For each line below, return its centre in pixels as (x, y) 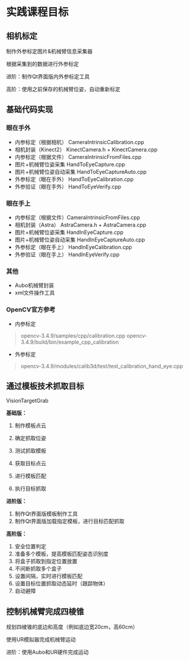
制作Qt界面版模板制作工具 (46, 514)
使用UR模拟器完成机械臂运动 (41, 640)
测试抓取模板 (30, 451)
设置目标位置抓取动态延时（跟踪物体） (61, 584)
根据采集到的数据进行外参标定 (42, 64)
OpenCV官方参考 (31, 310)
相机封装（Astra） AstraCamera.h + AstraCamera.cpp (80, 225)
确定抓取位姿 (30, 438)
